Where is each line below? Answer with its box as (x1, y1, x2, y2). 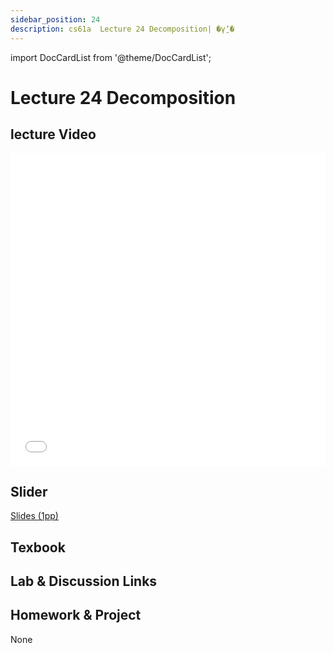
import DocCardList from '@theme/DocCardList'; (10, 51, 212, 63)
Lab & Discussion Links (10, 573, 158, 590)
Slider (10, 483, 48, 500)
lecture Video (10, 126, 97, 143)
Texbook (10, 539, 66, 556)
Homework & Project (10, 607, 142, 624)
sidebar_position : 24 (10, 14, 101, 25)
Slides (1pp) (10, 510, 59, 522)
